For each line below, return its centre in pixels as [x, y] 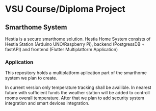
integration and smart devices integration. [47, 103]
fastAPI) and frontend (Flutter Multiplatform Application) [62, 49]
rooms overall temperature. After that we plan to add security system [75, 98]
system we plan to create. [31, 78]
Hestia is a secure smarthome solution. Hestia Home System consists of [78, 39]
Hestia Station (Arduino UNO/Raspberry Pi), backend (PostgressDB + [75, 44]
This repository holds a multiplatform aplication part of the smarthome [76, 73]
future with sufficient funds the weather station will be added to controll [78, 93]
